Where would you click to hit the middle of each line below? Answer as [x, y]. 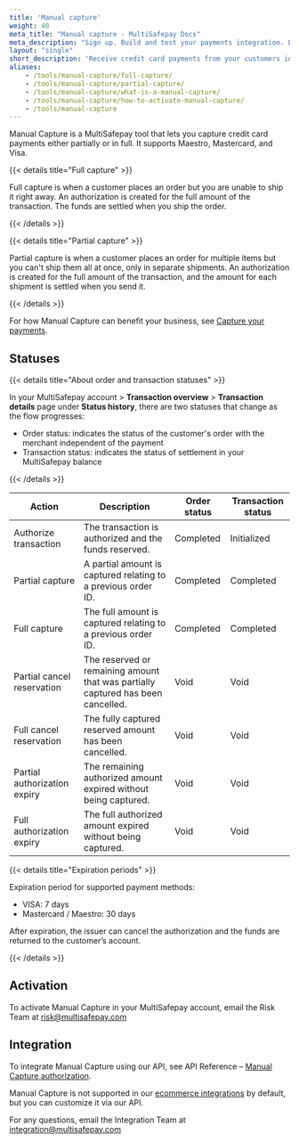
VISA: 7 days [45, 904]
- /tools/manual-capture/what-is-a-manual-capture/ [123, 92]
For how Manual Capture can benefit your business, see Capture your [137, 321]
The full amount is [121, 612]
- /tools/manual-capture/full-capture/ [99, 76]
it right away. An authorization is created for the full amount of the [130, 197]
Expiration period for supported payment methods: [102, 887]
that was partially [119, 682]
